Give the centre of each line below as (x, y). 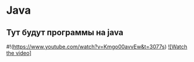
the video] (19, 53)
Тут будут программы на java (65, 32)
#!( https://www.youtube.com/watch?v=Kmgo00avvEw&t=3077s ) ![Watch (97, 46)
